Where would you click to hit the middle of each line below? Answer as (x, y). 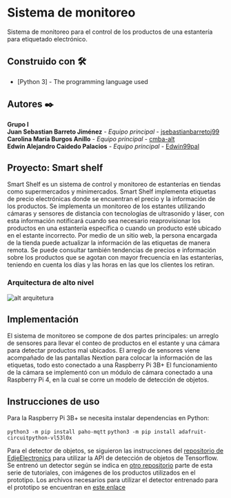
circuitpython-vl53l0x (40, 438)
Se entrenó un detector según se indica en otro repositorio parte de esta (110, 466)
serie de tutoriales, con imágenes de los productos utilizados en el (101, 473)
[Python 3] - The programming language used (82, 81)
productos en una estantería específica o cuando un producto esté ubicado (114, 228)
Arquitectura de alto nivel (51, 282)
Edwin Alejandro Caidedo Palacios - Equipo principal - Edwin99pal (103, 146)
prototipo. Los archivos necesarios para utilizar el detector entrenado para (113, 480)
